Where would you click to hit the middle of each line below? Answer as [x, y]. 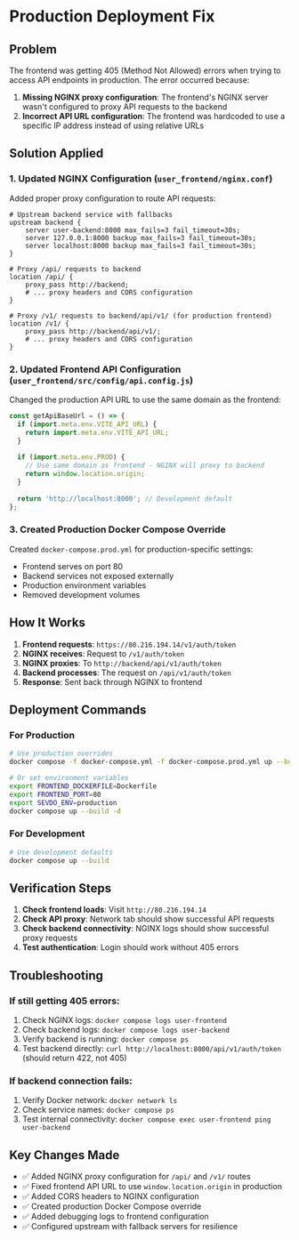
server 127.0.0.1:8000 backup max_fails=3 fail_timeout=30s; [141, 238]
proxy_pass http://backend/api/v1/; [93, 331]
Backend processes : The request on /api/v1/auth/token [126, 672]
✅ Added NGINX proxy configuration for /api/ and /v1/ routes [136, 1177]
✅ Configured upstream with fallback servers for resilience [130, 1227]
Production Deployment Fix [112, 16]
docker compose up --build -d [65, 811]
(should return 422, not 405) [74, 1058]
